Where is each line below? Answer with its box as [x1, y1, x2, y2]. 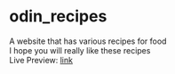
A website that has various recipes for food [9, 36, 167, 46]
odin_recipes [9, 6, 107, 27]
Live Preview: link [9, 54, 74, 65]
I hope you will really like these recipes [9, 45, 151, 55]
